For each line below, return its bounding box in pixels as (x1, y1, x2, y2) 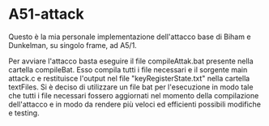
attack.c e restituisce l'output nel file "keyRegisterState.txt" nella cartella (8, 73, 250, 83)
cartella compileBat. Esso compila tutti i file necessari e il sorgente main (8, 64, 248, 74)
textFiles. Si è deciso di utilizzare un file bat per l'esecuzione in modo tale (8, 82, 254, 92)
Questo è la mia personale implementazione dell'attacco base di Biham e (8, 32, 251, 41)
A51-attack (8, 5, 85, 24)
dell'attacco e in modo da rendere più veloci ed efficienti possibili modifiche (8, 99, 262, 109)
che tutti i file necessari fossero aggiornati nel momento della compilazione (8, 90, 259, 100)
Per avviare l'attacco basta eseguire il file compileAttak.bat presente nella (8, 56, 254, 66)
